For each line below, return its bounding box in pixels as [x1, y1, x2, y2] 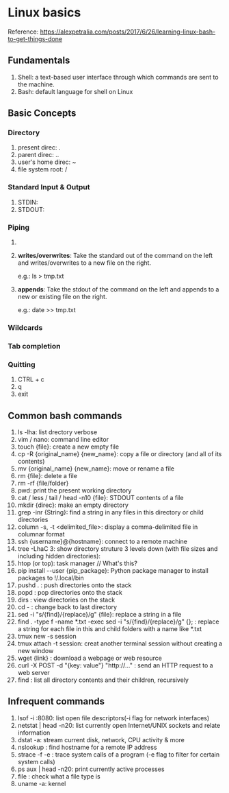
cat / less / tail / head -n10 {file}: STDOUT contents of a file [17, 493, 184, 501]
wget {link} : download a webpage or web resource [17, 654, 163, 662]
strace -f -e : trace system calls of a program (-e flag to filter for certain [17, 750, 220, 759]
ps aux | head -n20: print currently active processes [17, 765, 165, 773]
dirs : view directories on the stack [17, 595, 116, 604]
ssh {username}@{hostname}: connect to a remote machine [17, 537, 187, 545]
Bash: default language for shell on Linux [17, 87, 133, 95]
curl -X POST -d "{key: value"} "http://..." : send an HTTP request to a [17, 661, 214, 670]
